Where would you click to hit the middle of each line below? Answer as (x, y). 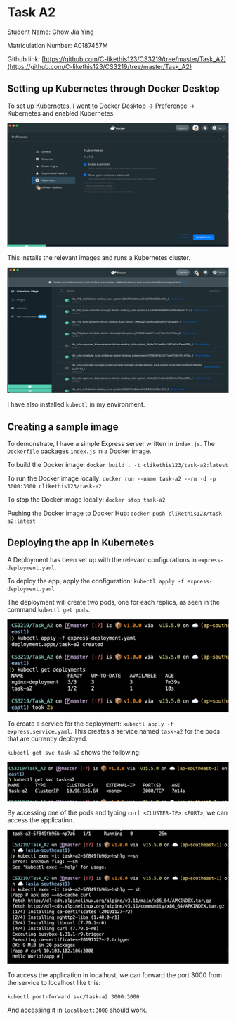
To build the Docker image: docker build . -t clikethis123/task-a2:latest (118, 465)
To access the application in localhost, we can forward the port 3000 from (115, 975)
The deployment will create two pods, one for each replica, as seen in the (113, 602)
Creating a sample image (63, 427)
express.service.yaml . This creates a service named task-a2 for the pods (113, 731)
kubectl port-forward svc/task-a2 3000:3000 (73, 997)
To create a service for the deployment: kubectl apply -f (91, 724)
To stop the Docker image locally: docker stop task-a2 (86, 500)
